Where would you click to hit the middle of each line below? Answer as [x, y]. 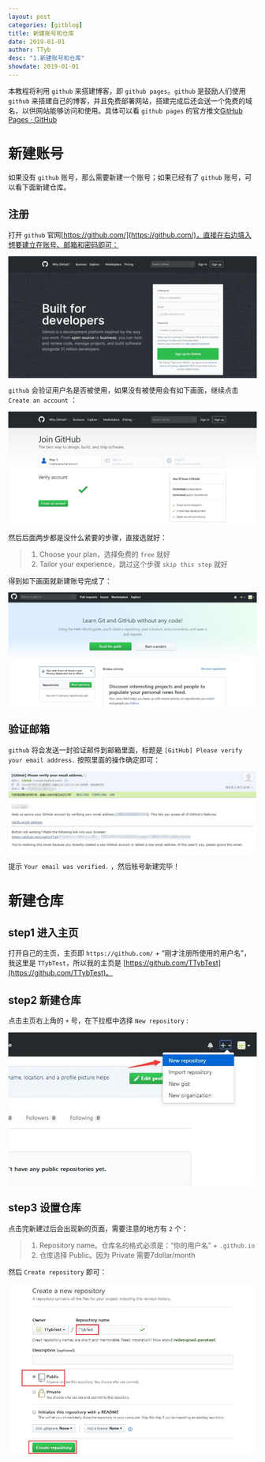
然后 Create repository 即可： [58, 1272]
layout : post [30, 17]
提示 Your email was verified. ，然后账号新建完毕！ [94, 867]
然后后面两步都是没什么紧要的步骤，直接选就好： [88, 538]
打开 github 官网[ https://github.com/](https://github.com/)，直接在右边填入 [130, 235]
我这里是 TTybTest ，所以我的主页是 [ [67, 963]
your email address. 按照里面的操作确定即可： [84, 759]
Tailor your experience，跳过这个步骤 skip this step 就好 [134, 565]
